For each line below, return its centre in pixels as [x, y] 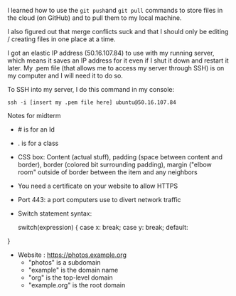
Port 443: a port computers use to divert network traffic [99, 200]
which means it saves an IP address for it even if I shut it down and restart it [118, 60]
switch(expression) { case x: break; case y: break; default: [103, 227]
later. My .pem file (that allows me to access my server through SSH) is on [116, 68]
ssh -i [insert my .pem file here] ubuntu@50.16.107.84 [92, 102]
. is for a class [38, 143]
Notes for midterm [34, 116]
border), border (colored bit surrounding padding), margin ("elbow [114, 164]
